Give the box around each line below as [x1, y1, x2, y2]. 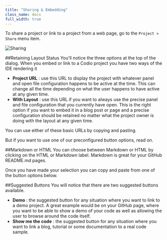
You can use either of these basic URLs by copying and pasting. [5, 127, 137, 133]
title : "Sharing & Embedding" [5, 7, 68, 12]
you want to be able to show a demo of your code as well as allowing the [12, 208, 162, 214]
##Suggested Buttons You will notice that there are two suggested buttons [5, 182, 159, 188]
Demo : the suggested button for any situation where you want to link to [12, 197, 161, 203]
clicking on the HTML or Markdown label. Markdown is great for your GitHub [5, 152, 163, 158]
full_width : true [5, 16, 41, 21]
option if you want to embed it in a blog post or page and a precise [12, 107, 150, 113]
